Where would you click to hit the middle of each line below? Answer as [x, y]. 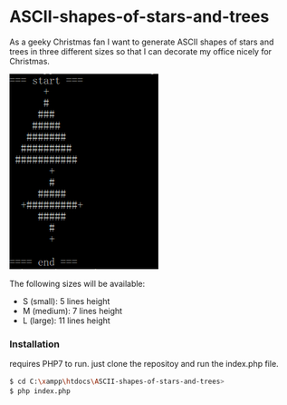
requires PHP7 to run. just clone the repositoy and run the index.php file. [144, 364]
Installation [35, 344]
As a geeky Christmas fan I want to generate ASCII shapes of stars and [142, 42]
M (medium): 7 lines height [72, 311]
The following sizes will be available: [77, 283]
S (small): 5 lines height [66, 301]
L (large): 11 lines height [66, 321]
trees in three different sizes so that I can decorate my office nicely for [141, 51]
